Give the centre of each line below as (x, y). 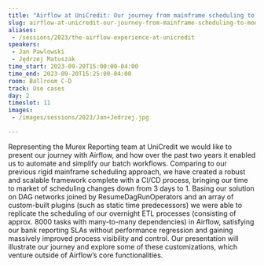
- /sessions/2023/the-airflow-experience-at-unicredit (103, 37)
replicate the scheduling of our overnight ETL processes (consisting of (122, 213)
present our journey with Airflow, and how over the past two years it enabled (132, 155)
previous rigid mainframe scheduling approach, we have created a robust (127, 171)
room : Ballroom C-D (40, 81)
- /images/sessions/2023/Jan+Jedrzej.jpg (80, 118)
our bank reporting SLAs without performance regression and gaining (121, 230)
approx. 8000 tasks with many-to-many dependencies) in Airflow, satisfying (131, 221)
